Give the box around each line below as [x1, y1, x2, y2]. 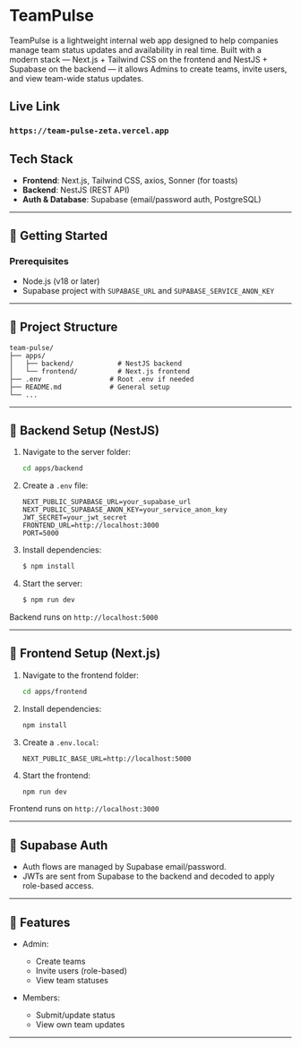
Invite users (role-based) [35, 965, 127, 976]
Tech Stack [9, 151, 73, 167]
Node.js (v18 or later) [21, 275, 100, 287]
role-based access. [21, 880, 94, 891]
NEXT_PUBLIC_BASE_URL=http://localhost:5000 [21, 754, 192, 763]
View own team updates [35, 1019, 125, 1030]
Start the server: [21, 579, 83, 589]
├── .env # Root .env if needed [9, 374, 194, 383]
